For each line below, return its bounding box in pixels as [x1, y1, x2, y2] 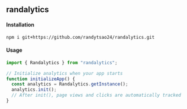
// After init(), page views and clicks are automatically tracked [11, 93, 182, 98]
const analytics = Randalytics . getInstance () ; [11, 81, 128, 87]
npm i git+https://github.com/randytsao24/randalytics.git [6, 34, 155, 40]
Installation [6, 21, 34, 28]
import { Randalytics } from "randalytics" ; [6, 60, 118, 65]
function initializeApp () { [6, 76, 76, 82]
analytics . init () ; [11, 87, 57, 93]
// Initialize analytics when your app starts [6, 70, 123, 76]
